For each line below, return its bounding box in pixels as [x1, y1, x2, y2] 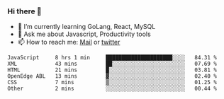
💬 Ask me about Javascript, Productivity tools [17, 30, 151, 38]
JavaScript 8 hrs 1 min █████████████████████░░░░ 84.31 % [7, 54, 218, 62]
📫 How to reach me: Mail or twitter [17, 38, 121, 47]
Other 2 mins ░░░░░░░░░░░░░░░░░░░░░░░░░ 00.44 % [7, 85, 218, 93]
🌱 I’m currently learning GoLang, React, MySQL [17, 23, 156, 31]
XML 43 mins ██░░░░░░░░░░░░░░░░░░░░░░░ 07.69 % [7, 60, 218, 68]
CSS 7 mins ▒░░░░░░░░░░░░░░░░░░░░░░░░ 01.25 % [7, 79, 218, 86]
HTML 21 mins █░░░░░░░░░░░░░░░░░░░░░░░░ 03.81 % [7, 66, 218, 74]
